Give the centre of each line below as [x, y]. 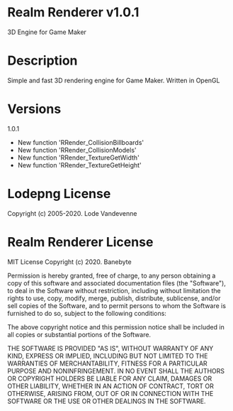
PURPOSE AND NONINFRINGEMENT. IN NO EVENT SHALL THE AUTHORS [116, 371]
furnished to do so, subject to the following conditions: [87, 313]
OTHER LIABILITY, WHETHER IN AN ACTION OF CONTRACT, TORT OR [110, 386]
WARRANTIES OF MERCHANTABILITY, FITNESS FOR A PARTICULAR [107, 363]
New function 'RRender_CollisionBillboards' [80, 142]
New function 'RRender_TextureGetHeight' [79, 165]
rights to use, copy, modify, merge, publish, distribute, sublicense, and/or [114, 298]
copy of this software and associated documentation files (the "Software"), [117, 283]
